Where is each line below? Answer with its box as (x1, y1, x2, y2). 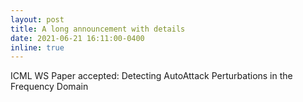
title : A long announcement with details (10, 24, 186, 34)
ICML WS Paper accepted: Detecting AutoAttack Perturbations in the (10, 70, 293, 82)
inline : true (10, 42, 65, 53)
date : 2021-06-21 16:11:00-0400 (10, 33, 145, 43)
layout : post (10, 14, 65, 25)
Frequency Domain (10, 81, 89, 93)
